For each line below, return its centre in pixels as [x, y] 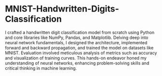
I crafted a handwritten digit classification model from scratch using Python [80, 32]
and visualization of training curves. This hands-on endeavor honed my [76, 58]
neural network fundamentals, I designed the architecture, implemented [76, 42]
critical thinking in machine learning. [41, 68]
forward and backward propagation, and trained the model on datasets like [79, 48]
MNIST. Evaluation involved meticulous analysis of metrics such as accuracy [81, 53]
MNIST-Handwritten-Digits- [62, 9]
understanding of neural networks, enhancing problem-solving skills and [77, 63]
